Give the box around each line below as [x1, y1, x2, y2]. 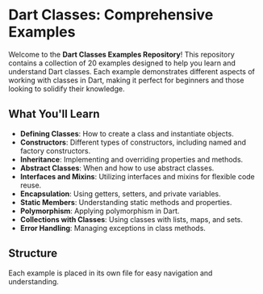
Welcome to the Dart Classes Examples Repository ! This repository [8, 49, 236, 59]
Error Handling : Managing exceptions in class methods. [19, 223, 206, 233]
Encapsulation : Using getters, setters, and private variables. [19, 188, 222, 199]
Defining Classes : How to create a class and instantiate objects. [19, 128, 234, 138]
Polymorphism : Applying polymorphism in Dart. [19, 206, 180, 216]
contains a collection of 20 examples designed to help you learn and [8, 58, 236, 68]
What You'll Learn [8, 107, 100, 121]
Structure [8, 246, 58, 260]
